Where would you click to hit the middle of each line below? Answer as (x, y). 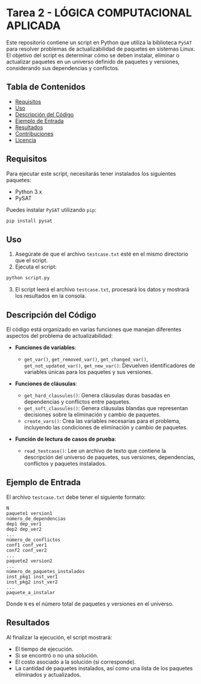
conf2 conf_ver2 (27, 550)
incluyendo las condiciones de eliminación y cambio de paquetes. (106, 427)
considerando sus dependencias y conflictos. (63, 68)
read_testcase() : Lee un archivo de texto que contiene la (95, 451)
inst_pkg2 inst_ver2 (32, 582)
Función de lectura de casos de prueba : (65, 439)
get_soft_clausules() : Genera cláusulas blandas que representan (106, 408)
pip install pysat (29, 221)
